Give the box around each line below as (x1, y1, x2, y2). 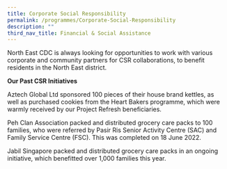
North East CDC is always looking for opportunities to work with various (7, 49, 213, 57)
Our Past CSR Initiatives (7, 77, 78, 86)
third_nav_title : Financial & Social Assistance (7, 29, 151, 37)
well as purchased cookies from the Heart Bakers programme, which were (7, 98, 221, 106)
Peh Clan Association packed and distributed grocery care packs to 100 (7, 119, 213, 127)
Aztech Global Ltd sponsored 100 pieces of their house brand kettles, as (7, 90, 214, 99)
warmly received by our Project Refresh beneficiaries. (7, 105, 162, 113)
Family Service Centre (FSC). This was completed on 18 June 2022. (7, 134, 202, 142)
